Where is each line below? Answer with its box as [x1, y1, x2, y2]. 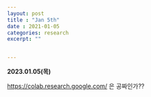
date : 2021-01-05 [7, 23, 60, 30]
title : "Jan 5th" [7, 17, 60, 23]
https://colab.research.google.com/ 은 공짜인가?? [7, 82, 145, 90]
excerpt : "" [7, 36, 41, 43]
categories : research [7, 29, 69, 36]
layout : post [7, 10, 45, 17]
